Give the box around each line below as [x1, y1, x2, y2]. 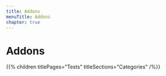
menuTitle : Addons [6, 14, 51, 20]
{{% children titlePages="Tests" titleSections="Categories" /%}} [6, 63, 161, 70]
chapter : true [6, 19, 41, 25]
